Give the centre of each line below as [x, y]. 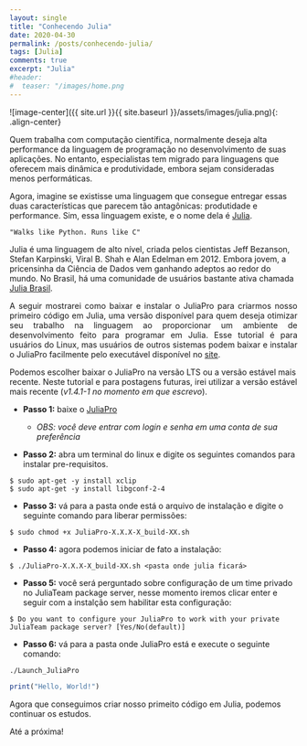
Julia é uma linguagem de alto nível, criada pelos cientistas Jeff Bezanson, [150, 249]
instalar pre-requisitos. [65, 464]
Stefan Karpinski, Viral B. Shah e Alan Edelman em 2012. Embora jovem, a [148, 259]
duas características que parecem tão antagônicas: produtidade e [133, 206]
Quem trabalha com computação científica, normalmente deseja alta [138, 139]
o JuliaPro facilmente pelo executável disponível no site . [115, 354]
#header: [26, 78]
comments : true [38, 60]
